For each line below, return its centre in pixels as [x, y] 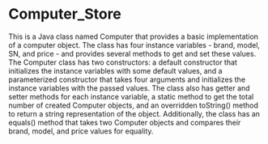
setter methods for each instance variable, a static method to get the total [131, 96]
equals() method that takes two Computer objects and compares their [125, 122]
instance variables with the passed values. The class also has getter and [129, 88]
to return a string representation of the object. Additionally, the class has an [134, 113]
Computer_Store [65, 14]
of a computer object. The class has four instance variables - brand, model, [134, 44]
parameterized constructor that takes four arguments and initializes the [127, 79]
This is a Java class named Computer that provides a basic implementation [134, 36]
